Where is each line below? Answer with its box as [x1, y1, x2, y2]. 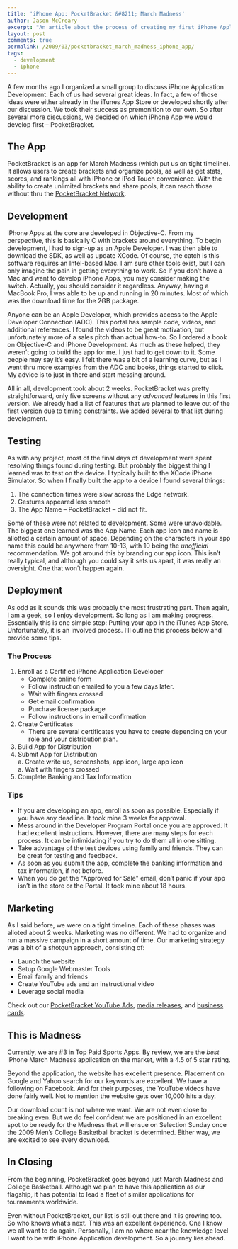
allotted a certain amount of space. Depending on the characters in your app [7, 534, 231, 543]
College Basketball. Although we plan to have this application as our [7, 1182, 205, 1191]
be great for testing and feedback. [17, 852, 118, 860]
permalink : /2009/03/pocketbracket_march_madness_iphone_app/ [7, 43, 195, 50]
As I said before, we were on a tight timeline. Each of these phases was [7, 921, 215, 929]
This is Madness [7, 1029, 81, 1041]
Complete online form [28, 674, 92, 684]
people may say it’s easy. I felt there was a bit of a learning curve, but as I [7, 356, 222, 364]
